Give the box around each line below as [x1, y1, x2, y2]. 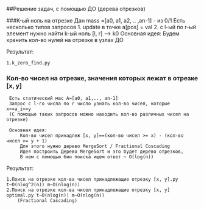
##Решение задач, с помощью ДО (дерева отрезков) [6, 5, 146, 12]
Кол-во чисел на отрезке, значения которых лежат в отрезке [6, 74, 199, 82]
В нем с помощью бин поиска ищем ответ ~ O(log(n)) [19, 154, 154, 160]
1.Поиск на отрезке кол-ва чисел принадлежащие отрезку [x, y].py [6, 177, 178, 183]
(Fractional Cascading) [17, 198, 78, 204]
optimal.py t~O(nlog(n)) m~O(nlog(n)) [6, 192, 105, 198]
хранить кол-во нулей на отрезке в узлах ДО [6, 37, 124, 43]
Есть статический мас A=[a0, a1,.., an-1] [9, 96, 119, 102]
